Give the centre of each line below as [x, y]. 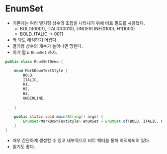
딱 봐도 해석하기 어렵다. [35, 40]
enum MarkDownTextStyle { [41, 71]
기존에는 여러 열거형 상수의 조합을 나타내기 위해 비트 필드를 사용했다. [79, 23]
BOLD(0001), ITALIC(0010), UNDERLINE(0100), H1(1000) [77, 28]
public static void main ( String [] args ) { [59, 116]
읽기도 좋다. [24, 147]
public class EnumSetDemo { [34, 62]
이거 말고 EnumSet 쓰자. [35, 52]
